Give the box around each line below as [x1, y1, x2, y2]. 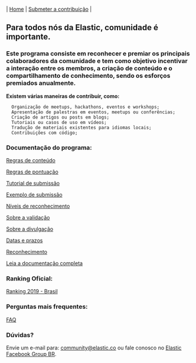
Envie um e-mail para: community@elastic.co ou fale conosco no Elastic [6, 344, 182, 351]
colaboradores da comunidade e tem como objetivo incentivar [6, 57, 188, 65]
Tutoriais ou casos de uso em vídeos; [11, 119, 107, 125]
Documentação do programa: [6, 143, 93, 152]
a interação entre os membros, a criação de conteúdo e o [6, 64, 173, 73]
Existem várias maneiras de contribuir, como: [6, 92, 120, 100]
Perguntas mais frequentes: [6, 303, 88, 311]
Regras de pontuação [6, 168, 59, 175]
